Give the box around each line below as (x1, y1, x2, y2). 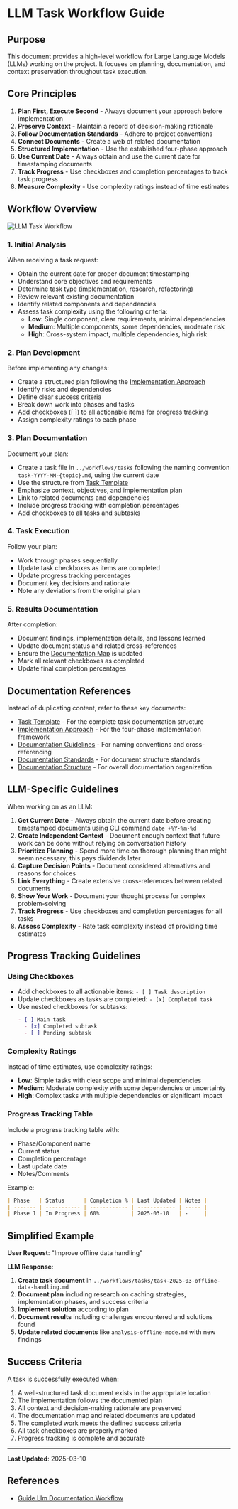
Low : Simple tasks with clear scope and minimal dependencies (17, 1076, 202, 1085)
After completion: (7, 620, 58, 629)
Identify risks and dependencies (17, 385, 112, 394)
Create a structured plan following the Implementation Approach (17, 378, 205, 386)
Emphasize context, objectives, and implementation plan (17, 486, 183, 494)
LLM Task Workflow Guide (7, 5, 165, 21)
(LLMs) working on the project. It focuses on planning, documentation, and (7, 60, 226, 68)
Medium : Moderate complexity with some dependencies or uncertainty (17, 1084, 226, 1092)
